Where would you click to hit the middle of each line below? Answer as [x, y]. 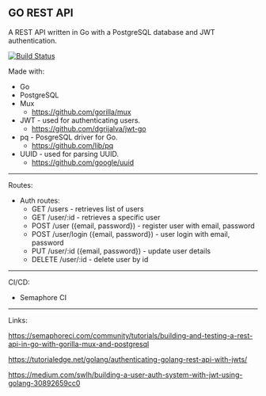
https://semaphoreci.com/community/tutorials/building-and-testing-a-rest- [131, 335]
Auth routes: [40, 200]
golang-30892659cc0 [44, 383]
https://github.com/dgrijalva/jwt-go [89, 128]
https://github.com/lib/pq [72, 145]
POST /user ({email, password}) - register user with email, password [143, 226]
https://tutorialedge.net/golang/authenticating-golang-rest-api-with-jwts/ [128, 359]
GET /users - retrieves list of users [87, 208]
